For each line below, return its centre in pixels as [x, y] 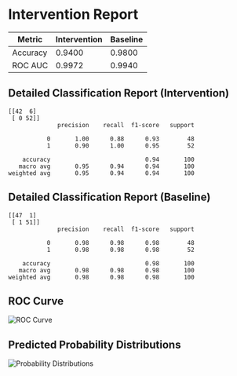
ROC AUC [30, 65]
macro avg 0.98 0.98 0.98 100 [106, 270]
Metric [30, 39]
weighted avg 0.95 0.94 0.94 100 [101, 173]
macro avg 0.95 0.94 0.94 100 [106, 166]
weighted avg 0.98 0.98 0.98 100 [101, 277]
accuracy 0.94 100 [108, 159]
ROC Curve [36, 301]
